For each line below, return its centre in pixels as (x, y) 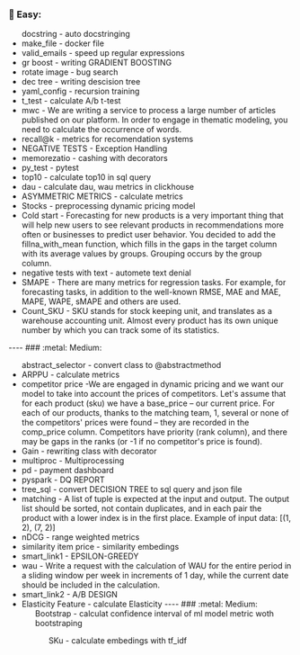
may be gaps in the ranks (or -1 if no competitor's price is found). (141, 442)
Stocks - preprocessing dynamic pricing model (108, 206)
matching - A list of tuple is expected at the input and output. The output (155, 499)
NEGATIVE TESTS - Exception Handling (94, 148)
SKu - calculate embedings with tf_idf (118, 641)
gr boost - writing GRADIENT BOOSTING (97, 63)
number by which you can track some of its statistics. (120, 330)
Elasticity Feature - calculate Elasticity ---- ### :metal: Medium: (139, 604)
